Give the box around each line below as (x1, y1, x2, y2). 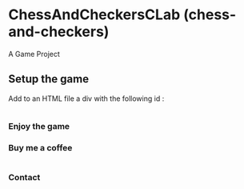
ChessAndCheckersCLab (8, 6, 181, 24)
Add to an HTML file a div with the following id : (8, 94, 165, 103)
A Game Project (8, 49, 60, 58)
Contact (8, 171, 41, 183)
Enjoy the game (8, 120, 70, 131)
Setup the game (8, 72, 90, 86)
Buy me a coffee (8, 142, 73, 153)
